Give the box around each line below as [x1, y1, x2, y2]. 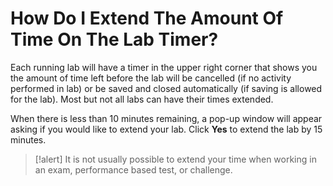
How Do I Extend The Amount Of [10, 7, 284, 30]
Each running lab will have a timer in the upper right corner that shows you [10, 61, 318, 73]
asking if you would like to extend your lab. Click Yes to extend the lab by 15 [10, 123, 323, 135]
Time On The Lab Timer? [10, 28, 219, 51]
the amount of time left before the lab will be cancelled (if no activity [10, 72, 292, 84]
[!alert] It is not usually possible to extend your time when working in [34, 153, 317, 165]
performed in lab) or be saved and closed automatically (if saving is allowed [10, 82, 323, 94]
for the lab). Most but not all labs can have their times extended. [10, 93, 274, 105]
